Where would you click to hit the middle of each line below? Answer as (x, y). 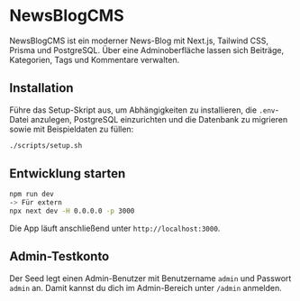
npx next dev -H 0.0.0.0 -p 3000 (72, 211)
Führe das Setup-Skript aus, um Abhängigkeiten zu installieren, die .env (142, 110)
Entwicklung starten (68, 173)
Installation (41, 88)
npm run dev (32, 195)
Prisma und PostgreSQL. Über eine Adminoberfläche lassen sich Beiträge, (147, 50)
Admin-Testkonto (59, 256)
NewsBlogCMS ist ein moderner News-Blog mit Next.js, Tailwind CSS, (139, 41)
